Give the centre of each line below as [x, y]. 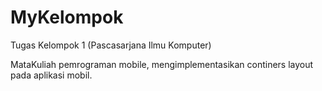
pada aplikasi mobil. [51, 75]
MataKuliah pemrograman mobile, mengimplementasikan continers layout [162, 64]
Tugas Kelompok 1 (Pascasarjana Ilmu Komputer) [111, 45]
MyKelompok [67, 17]
